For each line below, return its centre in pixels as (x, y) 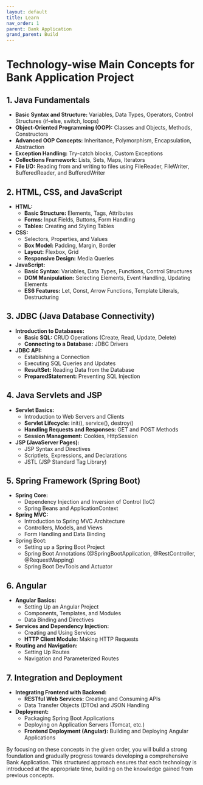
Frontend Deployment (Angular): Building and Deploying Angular (106, 731)
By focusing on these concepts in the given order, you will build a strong (97, 749)
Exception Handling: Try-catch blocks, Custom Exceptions (89, 153)
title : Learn (23, 18)
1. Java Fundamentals (48, 100)
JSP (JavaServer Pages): (47, 442)
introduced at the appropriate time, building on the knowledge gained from (100, 769)
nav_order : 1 (23, 23)
